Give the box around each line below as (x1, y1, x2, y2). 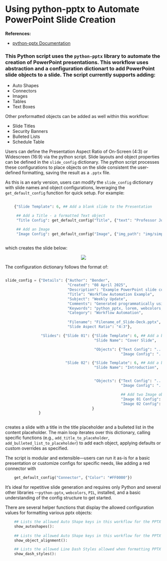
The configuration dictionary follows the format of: (5, 264, 108, 270)
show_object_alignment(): (14, 538, 68, 543)
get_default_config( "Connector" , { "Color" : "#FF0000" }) (14, 475, 133, 480)
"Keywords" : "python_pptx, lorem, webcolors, (67, 306, 164, 311)
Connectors (12, 88, 37, 94)
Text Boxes (12, 104, 36, 110)
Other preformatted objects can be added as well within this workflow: (5, 113, 150, 119)
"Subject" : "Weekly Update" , (67, 296, 128, 302)
